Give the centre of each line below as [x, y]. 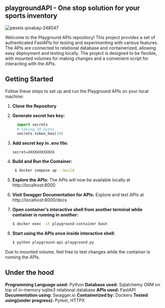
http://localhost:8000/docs [40, 200]
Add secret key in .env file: [40, 143]
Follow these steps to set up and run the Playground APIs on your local [77, 91]
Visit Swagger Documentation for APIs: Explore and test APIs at [78, 195]
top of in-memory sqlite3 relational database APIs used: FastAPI [70, 290]
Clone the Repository [34, 106]
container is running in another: [45, 215]
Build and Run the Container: [42, 161]
